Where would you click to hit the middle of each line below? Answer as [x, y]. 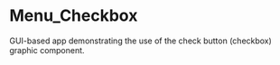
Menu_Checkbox [74, 16]
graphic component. [47, 50]
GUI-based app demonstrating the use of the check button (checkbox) [141, 41]
